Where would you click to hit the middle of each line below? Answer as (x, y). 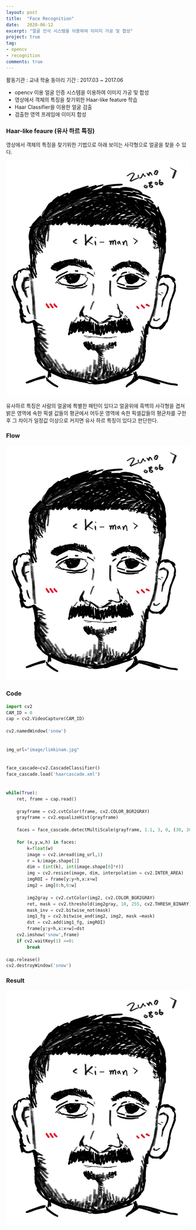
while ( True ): (22, 793)
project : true (23, 37)
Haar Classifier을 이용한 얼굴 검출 (53, 107)
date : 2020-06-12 (30, 25)
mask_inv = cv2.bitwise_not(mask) (69, 910)
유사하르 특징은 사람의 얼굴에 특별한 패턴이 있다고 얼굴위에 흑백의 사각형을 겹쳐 (96, 406)
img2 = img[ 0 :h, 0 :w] (52, 886)
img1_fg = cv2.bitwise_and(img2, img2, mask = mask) (91, 916)
